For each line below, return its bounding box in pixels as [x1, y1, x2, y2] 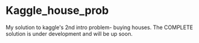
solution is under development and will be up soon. [5, 30, 133, 37]
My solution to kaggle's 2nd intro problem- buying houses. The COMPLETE [5, 24, 194, 31]
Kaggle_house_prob [5, 4, 109, 18]
